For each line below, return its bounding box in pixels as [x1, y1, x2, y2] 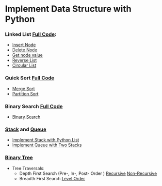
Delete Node [12, 47, 37, 53]
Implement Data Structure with [5, 3, 132, 15]
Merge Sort [12, 86, 35, 92]
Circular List [12, 62, 36, 68]
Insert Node [12, 42, 36, 48]
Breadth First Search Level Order [19, 175, 85, 181]
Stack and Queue [5, 126, 47, 133]
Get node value [12, 52, 43, 58]
